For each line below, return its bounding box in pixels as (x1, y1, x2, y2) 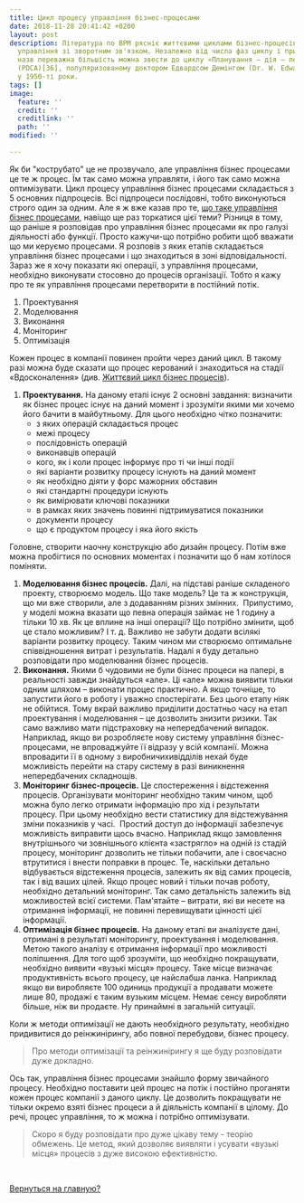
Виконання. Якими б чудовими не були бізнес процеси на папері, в (22, 664, 285, 675)
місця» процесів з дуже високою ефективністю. (31, 1148, 218, 1159)
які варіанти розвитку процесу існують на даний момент (35, 466, 256, 477)
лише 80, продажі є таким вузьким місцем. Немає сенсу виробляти (22, 991, 287, 1002)
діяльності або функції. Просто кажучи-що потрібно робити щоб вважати (9, 231, 294, 242)
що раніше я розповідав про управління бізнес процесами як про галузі (9, 221, 289, 232)
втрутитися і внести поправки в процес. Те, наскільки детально (22, 857, 270, 867)
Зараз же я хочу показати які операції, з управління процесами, (9, 260, 259, 270)
